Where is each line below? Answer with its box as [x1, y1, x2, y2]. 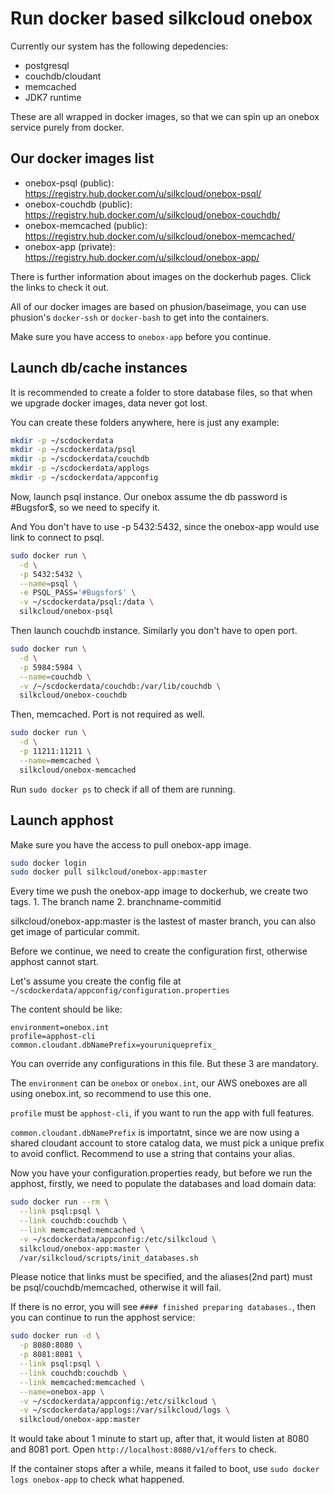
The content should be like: [10, 1003, 123, 1016]
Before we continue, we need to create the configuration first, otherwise [10, 945, 308, 957]
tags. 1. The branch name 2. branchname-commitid [10, 896, 222, 908]
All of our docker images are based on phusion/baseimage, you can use [10, 300, 307, 312]
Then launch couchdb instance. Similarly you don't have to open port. [10, 625, 298, 637]
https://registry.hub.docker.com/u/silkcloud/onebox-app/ [24, 251, 260, 263]
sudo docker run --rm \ [10, 1197, 110, 1207]
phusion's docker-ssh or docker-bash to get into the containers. [10, 311, 270, 323]
